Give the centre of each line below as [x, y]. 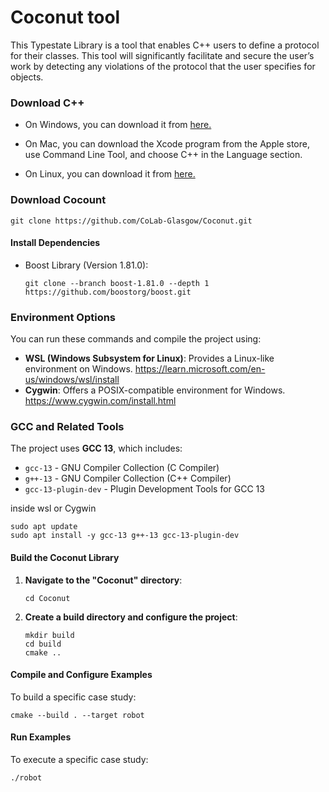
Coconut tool [65, 17]
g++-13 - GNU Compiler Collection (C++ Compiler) [128, 478]
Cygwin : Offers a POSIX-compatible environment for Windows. [155, 390]
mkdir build [49, 635]
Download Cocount [58, 200]
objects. [27, 77]
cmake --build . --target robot [77, 715]
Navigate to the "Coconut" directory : [103, 580]
